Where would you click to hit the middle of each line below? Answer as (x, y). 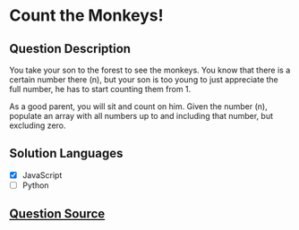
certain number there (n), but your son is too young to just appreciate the (144, 80)
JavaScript (42, 175)
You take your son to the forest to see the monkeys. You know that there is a (150, 70)
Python (35, 185)
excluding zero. (38, 125)
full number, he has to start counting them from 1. (100, 89)
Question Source (57, 214)
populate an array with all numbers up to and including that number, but (141, 116)
